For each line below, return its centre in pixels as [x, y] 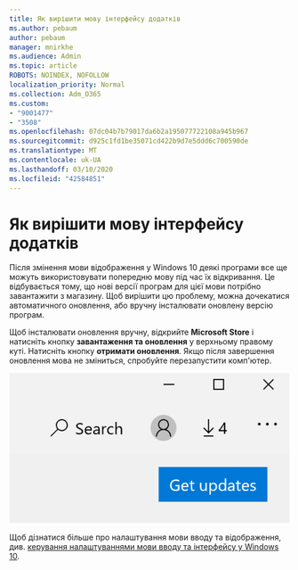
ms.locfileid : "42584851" [57, 178]
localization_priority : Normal [67, 85]
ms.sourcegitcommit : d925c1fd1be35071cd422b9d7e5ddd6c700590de [129, 141]
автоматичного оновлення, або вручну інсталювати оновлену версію [141, 306]
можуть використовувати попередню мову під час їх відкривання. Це [142, 277]
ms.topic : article [43, 66]
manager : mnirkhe [41, 47]
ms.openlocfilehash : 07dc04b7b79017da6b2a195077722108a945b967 [129, 132]
